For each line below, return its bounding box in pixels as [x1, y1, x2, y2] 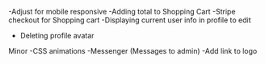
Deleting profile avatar [19, 31, 95, 40]
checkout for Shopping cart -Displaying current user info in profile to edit [8, 15, 252, 25]
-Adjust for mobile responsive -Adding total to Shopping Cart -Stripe [8, 7, 236, 16]
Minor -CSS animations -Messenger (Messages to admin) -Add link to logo [8, 46, 258, 55]
